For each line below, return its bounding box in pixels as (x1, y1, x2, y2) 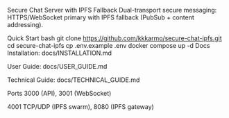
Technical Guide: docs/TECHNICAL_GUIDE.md (7, 76, 140, 84)
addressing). (7, 21, 44, 28)
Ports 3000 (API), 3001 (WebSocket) (7, 90, 112, 97)
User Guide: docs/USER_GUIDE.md (7, 62, 108, 70)
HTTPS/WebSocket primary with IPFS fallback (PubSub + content (7, 13, 194, 22)
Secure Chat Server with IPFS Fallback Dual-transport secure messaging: (7, 6, 217, 14)
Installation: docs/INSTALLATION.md (7, 49, 112, 57)
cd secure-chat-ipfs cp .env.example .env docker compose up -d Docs (7, 42, 210, 49)
